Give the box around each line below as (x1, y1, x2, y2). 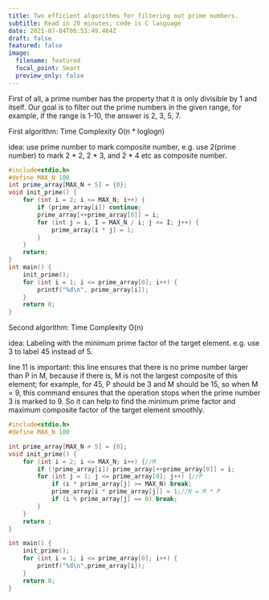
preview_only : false (15, 72, 84, 80)
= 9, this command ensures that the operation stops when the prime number (8, 388, 261, 398)
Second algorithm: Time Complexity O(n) (8, 323, 144, 332)
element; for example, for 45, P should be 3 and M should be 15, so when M (8, 380, 259, 389)
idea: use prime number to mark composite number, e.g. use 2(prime (8, 142, 237, 151)
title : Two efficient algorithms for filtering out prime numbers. (8, 11, 239, 20)
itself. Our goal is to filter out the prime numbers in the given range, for (8, 102, 243, 112)
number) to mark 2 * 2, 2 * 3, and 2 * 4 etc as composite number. (8, 150, 227, 160)
